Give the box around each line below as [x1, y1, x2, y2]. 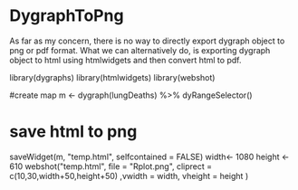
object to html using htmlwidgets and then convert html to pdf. [9, 54, 242, 65]
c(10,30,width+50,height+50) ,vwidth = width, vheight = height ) [9, 170, 249, 181]
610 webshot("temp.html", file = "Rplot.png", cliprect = [9, 160, 213, 172]
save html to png [9, 121, 138, 142]
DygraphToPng [9, 5, 124, 26]
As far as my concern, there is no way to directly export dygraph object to [9, 35, 285, 46]
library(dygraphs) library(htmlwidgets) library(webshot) [9, 71, 216, 82]
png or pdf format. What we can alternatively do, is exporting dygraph [9, 44, 271, 55]
